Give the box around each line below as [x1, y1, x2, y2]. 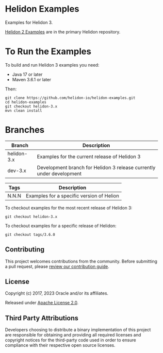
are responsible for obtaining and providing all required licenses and [5, 332, 142, 338]
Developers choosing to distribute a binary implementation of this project [5, 327, 151, 333]
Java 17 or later [12, 71, 43, 77]
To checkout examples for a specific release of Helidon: [5, 223, 116, 229]
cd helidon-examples [5, 100, 47, 105]
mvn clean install [5, 108, 42, 113]
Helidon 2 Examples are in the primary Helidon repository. [5, 29, 121, 35]
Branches [5, 124, 45, 136]
